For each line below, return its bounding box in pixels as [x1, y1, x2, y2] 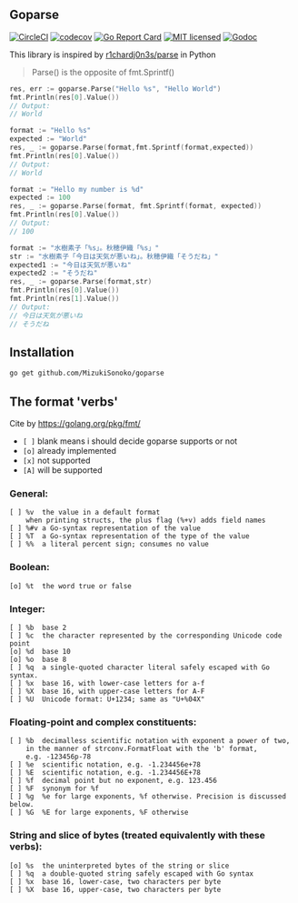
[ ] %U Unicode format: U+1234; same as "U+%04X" [9, 695, 205, 704]
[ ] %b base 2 [9, 623, 67, 632]
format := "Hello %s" [9, 126, 92, 135]
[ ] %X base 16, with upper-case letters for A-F [9, 687, 205, 696]
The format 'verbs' [9, 394, 118, 409]
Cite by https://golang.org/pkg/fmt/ [9, 418, 141, 429]
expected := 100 [9, 193, 71, 203]
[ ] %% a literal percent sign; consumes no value [9, 540, 209, 549]
